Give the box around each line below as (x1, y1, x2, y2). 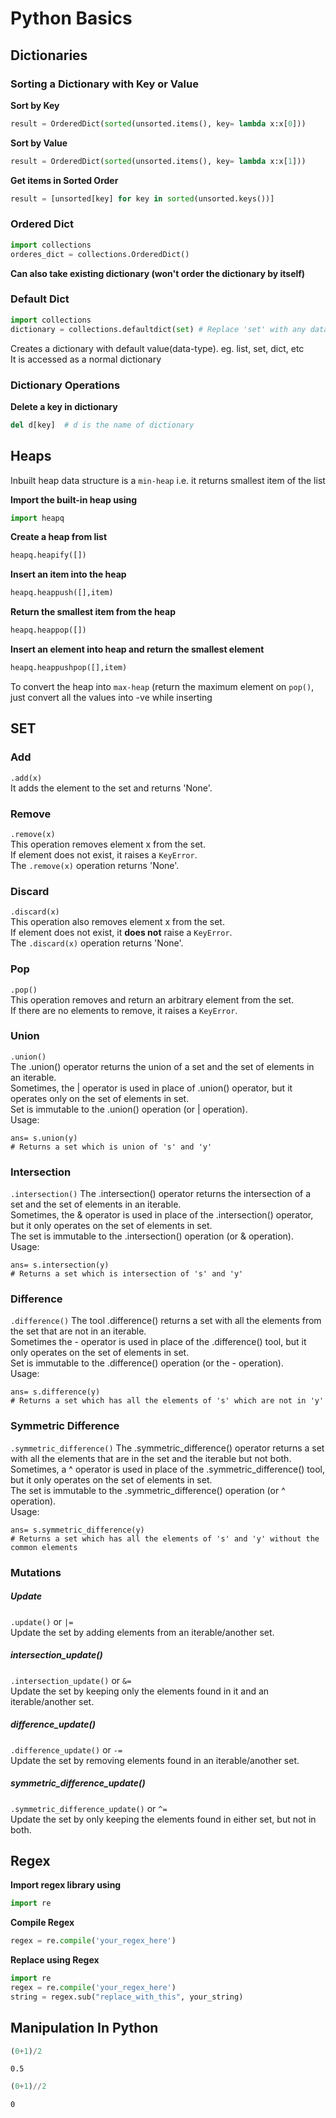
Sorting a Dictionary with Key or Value (10, 77, 199, 91)
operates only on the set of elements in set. (10, 1092, 190, 1104)
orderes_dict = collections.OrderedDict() (10, 249, 190, 259)
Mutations (10, 1565, 62, 1579)
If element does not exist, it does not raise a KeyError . (10, 927, 233, 939)
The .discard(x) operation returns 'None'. (10, 937, 184, 949)
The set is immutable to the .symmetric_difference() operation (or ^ (10, 1484, 286, 1496)
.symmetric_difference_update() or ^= (10, 1802, 168, 1814)
